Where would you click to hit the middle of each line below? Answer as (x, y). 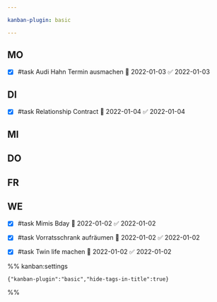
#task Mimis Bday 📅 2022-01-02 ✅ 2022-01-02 (87, 223)
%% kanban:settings (38, 266)
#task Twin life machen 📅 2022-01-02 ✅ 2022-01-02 (94, 252)
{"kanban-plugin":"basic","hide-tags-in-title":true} (88, 279)
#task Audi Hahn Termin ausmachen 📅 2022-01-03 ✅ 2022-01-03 (114, 72)
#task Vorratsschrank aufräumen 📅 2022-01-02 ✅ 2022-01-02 (108, 238)
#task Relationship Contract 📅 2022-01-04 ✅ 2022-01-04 (101, 112)
